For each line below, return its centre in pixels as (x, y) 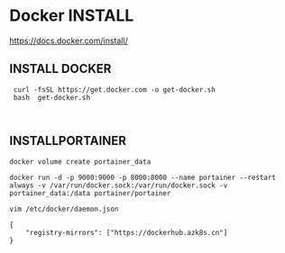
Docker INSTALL (72, 16)
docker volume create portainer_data (80, 162)
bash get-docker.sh (52, 97)
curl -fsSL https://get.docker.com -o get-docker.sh (115, 90)
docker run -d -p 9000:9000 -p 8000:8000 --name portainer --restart (143, 177)
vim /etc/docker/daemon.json (64, 209)
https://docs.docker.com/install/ (69, 41)
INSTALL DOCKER (60, 69)
